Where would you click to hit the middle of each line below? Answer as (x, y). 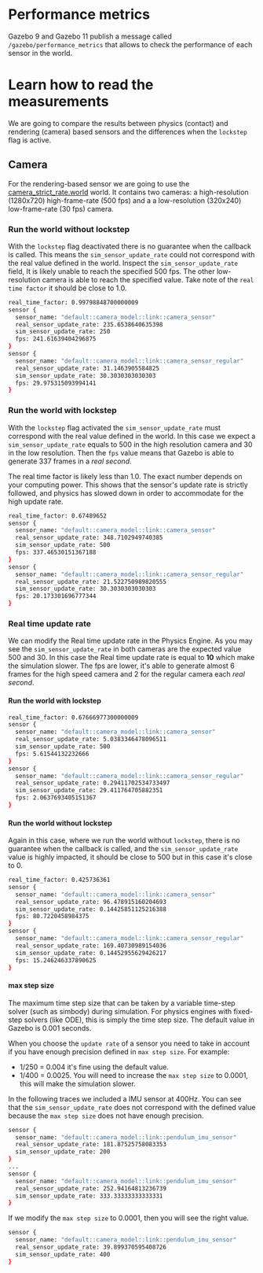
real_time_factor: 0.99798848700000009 (73, 302)
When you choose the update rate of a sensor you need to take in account (129, 1043)
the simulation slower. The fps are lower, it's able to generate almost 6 (122, 666)
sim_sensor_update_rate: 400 (63, 1254)
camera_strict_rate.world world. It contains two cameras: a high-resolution (128, 192)
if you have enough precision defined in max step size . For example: (119, 1051)
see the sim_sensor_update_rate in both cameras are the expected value (125, 649)
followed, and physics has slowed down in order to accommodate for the (126, 493)
